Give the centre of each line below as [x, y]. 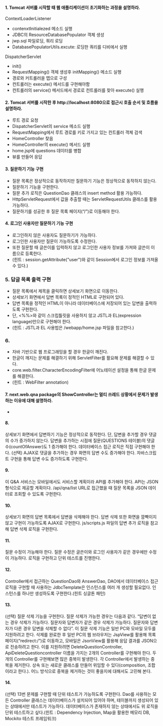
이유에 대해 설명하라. [33, 401]
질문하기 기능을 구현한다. [36, 187]
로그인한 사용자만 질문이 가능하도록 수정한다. [54, 241]
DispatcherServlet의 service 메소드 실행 [51, 126]
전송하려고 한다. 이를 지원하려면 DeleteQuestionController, [66, 646]
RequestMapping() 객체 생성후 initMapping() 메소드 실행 [67, 72]
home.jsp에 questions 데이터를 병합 [47, 151]
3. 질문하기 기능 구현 [24, 169]
